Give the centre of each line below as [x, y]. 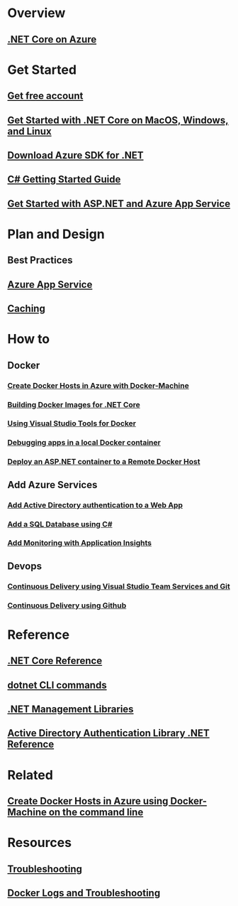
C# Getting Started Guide [64, 179]
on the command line [96, 812]
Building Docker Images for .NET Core [74, 404]
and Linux [29, 131]
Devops [25, 566]
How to [29, 339]
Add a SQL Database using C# [60, 524]
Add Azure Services [52, 485]
